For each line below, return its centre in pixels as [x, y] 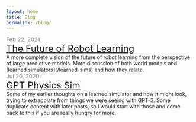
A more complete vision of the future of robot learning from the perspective [98, 57]
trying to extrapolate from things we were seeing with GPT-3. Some [88, 100]
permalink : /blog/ [29, 22]
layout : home [22, 11]
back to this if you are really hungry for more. [61, 113]
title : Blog [21, 17]
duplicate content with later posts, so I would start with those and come [93, 107]
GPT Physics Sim [43, 85]
